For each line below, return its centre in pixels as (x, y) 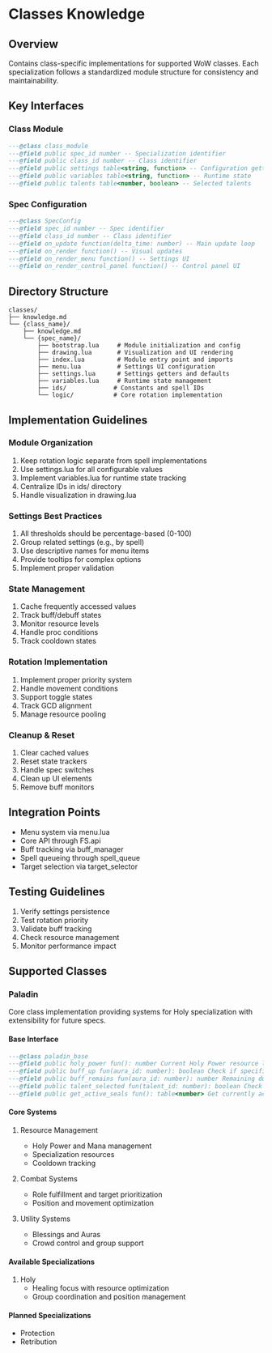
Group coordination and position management (109, 1297)
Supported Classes (58, 971)
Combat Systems (49, 1179)
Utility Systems (45, 1219)
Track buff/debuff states (61, 615)
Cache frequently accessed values (78, 606)
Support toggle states (56, 696)
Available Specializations (52, 1262)
